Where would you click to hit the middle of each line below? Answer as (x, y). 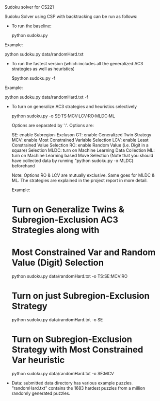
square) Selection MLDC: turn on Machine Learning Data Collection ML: (83, 150)
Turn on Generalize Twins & (68, 210)
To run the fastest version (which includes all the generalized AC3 (77, 64)
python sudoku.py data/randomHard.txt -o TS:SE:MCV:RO (70, 276)
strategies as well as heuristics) (43, 69)
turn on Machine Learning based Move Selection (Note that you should (82, 155)
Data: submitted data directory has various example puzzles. (72, 383)
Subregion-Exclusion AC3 (65, 220)
